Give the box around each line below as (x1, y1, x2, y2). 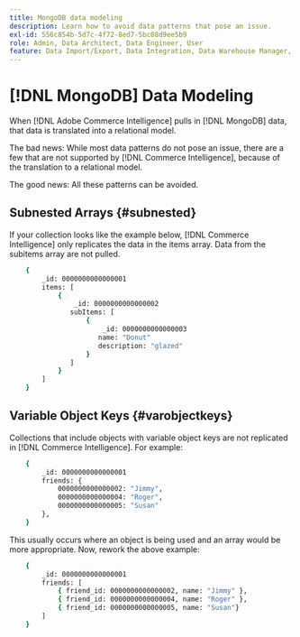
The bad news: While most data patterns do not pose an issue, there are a (9, 143, 284, 153)
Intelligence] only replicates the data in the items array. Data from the (9, 238, 267, 249)
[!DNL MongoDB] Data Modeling (9, 86, 254, 106)
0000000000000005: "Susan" (57, 502, 159, 511)
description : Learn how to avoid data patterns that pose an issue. (9, 22, 272, 31)
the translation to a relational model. (9, 162, 142, 172)
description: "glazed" (97, 341, 183, 350)
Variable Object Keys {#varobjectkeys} (9, 408, 233, 424)
